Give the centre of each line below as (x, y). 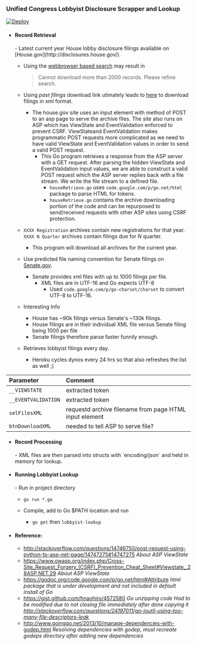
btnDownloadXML (30, 426)
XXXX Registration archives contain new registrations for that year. (104, 230)
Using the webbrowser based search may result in (84, 66)
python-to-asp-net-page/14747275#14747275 (79, 555)
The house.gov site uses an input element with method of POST (109, 112)
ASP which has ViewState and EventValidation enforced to (102, 125)
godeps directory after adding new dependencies (83, 636)
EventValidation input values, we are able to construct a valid (114, 169)
